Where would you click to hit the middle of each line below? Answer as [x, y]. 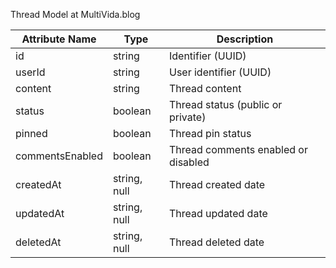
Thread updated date [218, 213]
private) [187, 117]
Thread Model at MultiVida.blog [75, 14]
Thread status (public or [225, 104]
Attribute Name [59, 39]
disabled [189, 162]
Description [245, 39]
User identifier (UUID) [220, 72]
